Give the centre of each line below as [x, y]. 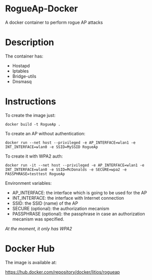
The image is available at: [31, 262]
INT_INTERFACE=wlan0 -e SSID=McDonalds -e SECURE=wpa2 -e [66, 169]
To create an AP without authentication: [45, 133]
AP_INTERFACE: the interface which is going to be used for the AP [79, 193]
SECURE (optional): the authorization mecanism [61, 208]
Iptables [20, 71]
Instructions [31, 102]
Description [30, 42]
